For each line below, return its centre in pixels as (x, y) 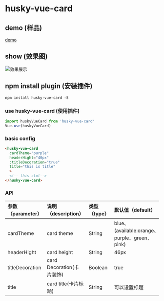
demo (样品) (24, 28)
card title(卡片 (63, 284)
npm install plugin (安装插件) (49, 86)
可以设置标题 (129, 288)
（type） (99, 214)
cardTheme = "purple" (29, 153)
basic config (20, 139)
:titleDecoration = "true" (35, 162)
